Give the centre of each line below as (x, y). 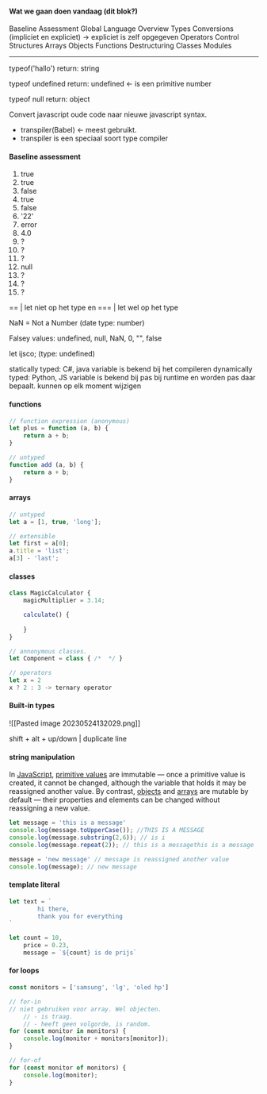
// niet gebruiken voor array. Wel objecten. (85, 1009)
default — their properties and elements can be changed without (114, 800)
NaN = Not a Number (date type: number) (77, 323)
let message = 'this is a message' (68, 823)
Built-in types (32, 706)
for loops (24, 971)
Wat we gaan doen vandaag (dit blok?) (73, 11)
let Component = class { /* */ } (66, 659)
